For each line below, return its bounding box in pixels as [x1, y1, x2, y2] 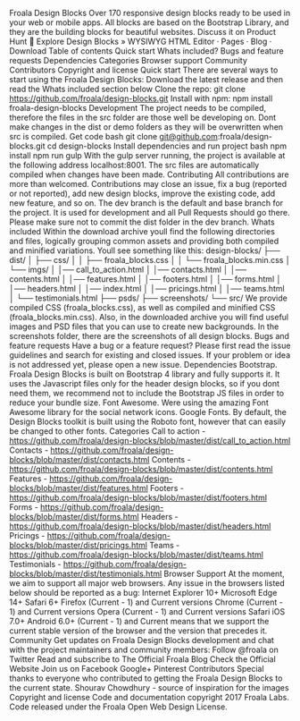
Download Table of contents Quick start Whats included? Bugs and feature [9, 46, 284, 56]
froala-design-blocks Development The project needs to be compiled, [9, 103, 267, 113]
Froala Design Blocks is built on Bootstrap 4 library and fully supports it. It [9, 369, 280, 379]
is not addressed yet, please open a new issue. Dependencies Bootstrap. [9, 360, 279, 369]
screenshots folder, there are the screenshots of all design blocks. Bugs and [9, 331, 290, 341]
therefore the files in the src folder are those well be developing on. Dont [9, 112, 277, 123]
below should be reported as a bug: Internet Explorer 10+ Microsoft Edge [9, 588, 278, 598]
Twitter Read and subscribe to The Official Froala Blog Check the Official [9, 654, 277, 665]
